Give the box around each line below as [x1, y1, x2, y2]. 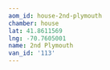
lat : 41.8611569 [8, 27, 63, 35]
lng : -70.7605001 [8, 34, 67, 43]
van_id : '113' [8, 49, 56, 57]
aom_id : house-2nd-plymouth [8, 11, 103, 20]
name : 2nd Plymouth [8, 42, 74, 50]
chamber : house [8, 19, 59, 27]
